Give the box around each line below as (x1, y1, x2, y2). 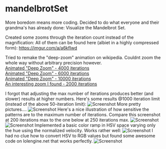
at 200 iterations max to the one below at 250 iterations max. (5, 117, 130, 123)
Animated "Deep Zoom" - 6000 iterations (5, 70, 89, 76)
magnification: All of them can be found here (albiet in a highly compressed (5, 39, 159, 45)
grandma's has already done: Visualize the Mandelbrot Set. (5, 24, 126, 30)
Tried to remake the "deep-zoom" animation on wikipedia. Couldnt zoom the (5, 54, 161, 60)
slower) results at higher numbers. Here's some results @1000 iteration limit (5, 95, 160, 102)
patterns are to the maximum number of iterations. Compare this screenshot (5, 111, 161, 117)
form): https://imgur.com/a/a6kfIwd (5, 45, 78, 51)
